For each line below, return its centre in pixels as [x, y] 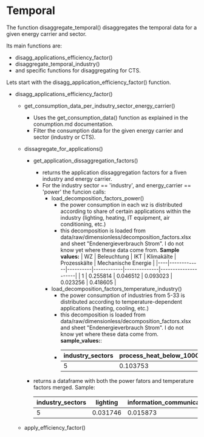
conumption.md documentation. [73, 124]
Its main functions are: [34, 46]
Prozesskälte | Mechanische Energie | [107, 263]
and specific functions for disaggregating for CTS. [78, 70]
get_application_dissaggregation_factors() [86, 160]
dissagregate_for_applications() [63, 149]
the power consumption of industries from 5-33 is [123, 295]
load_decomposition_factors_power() [98, 198]
